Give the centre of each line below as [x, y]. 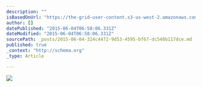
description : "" [26, 12]
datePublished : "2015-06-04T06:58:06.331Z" [62, 28]
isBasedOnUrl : [24, 17]
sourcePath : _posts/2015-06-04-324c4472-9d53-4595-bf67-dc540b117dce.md [99, 39]
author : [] [20, 23]
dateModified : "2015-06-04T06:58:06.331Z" [60, 34]
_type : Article [25, 56]
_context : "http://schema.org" [45, 51]
